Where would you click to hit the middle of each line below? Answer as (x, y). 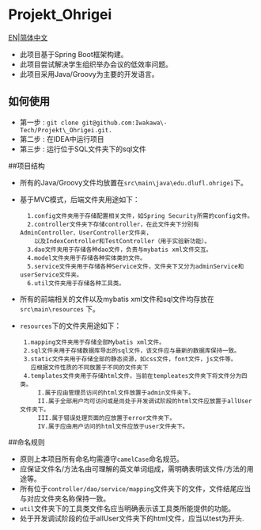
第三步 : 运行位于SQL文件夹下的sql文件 (83, 149)
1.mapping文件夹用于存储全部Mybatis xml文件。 (94, 342)
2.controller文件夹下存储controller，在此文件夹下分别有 (113, 224)
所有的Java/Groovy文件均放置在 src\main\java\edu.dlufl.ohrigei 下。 (133, 182)
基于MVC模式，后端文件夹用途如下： (79, 199)
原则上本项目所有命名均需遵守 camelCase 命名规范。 (102, 459)
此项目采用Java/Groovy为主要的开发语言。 (89, 74)
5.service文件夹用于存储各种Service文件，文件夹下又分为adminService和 (136, 266)
